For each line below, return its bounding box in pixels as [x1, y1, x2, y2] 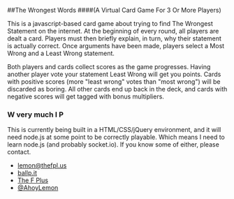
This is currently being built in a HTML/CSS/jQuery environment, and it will [7, 126, 221, 134]
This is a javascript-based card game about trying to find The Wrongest [7, 20, 213, 27]
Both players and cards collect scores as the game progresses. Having [7, 63, 211, 71]
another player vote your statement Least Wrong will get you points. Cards [7, 70, 221, 78]
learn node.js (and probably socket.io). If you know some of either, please [7, 140, 220, 149]
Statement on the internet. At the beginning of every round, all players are [7, 27, 219, 35]
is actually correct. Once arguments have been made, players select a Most [7, 42, 225, 50]
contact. [7, 148, 31, 156]
